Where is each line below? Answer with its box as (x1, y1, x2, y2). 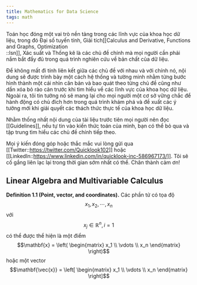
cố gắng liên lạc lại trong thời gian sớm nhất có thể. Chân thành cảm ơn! (6, 159, 181, 166)
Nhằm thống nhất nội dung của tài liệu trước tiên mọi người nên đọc (6, 116, 169, 123)
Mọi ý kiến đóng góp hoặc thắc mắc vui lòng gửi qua (6, 140, 133, 147)
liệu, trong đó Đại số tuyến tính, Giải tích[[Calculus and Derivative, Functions (6, 37, 191, 44)
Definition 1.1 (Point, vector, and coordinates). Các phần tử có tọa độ (6, 191, 175, 198)
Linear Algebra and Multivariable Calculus (6, 175, 163, 186)
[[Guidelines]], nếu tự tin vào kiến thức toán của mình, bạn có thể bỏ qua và (6, 122, 189, 129)
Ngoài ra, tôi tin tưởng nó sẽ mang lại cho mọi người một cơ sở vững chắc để (6, 92, 191, 99)
